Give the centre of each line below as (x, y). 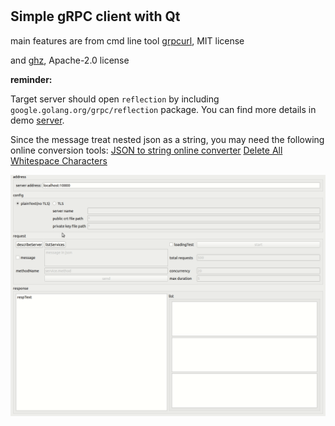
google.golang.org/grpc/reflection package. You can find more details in (163, 109)
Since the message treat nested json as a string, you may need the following (167, 139)
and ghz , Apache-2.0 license (70, 60)
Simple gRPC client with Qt (95, 16)
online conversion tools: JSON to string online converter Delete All (146, 150)
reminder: (31, 79)
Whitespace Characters (59, 160)
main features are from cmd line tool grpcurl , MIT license (127, 40)
